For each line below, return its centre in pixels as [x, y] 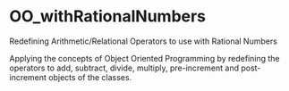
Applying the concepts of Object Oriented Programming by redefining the [144, 58]
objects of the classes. [90, 77]
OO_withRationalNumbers [108, 17]
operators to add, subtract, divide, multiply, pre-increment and [124, 68]
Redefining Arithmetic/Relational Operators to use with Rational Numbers [143, 41]
